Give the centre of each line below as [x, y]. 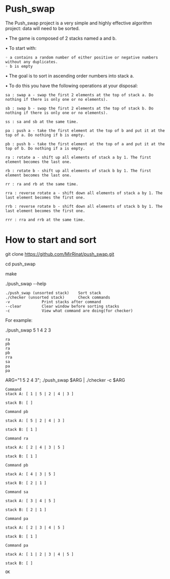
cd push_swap [20, 264]
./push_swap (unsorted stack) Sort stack [53, 293]
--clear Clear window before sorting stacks [62, 306]
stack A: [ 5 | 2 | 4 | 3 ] [35, 421]
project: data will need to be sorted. [42, 28]
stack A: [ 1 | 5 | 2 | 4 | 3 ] [39, 394]
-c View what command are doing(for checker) [69, 311]
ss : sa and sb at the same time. [42, 122]
